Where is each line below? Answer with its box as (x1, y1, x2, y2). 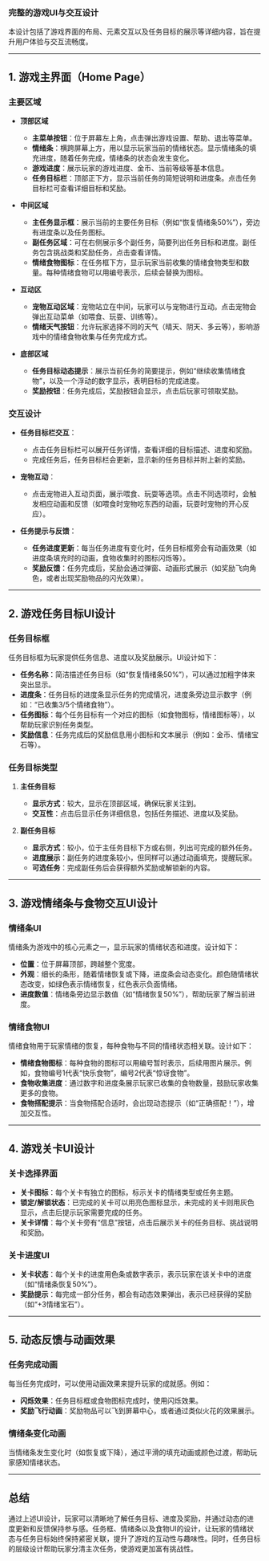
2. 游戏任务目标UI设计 (8, 606, 116, 620)
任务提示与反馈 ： (19, 526, 77, 536)
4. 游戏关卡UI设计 (8, 1142, 95, 1155)
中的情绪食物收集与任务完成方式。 (38, 332, 152, 341)
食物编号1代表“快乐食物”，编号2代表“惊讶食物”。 (34, 1068, 195, 1078)
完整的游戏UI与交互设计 (8, 6, 99, 18)
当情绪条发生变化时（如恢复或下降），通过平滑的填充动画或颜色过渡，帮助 (8, 1448, 251, 1457)
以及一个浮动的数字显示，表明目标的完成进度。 (49, 376, 204, 385)
